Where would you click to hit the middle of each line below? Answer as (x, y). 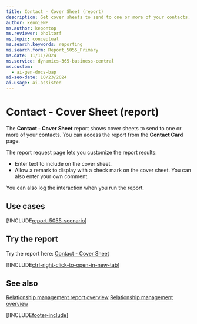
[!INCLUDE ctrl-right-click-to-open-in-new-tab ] (63, 265)
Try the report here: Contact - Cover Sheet (58, 253)
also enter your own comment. (52, 176)
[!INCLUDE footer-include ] (37, 315)
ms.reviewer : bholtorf (34, 34)
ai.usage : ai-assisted (34, 83)
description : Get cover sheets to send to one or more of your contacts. (98, 17)
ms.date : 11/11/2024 (31, 55)
